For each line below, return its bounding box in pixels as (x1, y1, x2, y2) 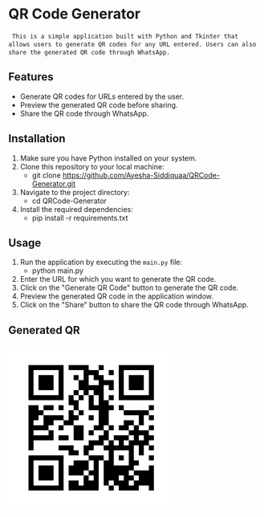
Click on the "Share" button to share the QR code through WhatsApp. (19, 300, 249, 310)
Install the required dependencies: (19, 204, 134, 214)
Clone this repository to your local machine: (19, 161, 164, 171)
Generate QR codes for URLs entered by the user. (19, 92, 185, 101)
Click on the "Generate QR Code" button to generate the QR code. (19, 283, 239, 293)
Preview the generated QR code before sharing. (19, 100, 178, 109)
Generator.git (31, 178, 76, 189)
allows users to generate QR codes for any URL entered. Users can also (8, 40, 257, 48)
